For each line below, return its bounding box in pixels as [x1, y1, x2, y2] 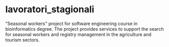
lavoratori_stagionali [5, 4, 95, 15]
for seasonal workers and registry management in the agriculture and [5, 31, 152, 37]
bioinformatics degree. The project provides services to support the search [5, 26, 164, 32]
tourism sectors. [5, 37, 40, 43]
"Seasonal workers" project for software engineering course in [5, 20, 138, 27]
